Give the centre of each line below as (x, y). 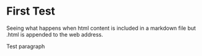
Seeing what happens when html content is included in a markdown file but (101, 28)
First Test (31, 11)
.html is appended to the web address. (55, 34)
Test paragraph (26, 46)
